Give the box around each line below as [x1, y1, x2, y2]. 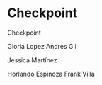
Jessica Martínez [7, 55, 58, 64]
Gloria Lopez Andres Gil [7, 42, 76, 50]
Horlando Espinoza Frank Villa [7, 69, 96, 78]
